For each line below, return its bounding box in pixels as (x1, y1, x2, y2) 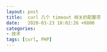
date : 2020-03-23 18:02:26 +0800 (6, 20, 95, 26)
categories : (6, 25, 36, 32)
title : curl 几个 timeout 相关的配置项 (6, 14, 101, 20)
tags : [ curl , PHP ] (6, 36, 52, 42)
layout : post (6, 8, 39, 15)
